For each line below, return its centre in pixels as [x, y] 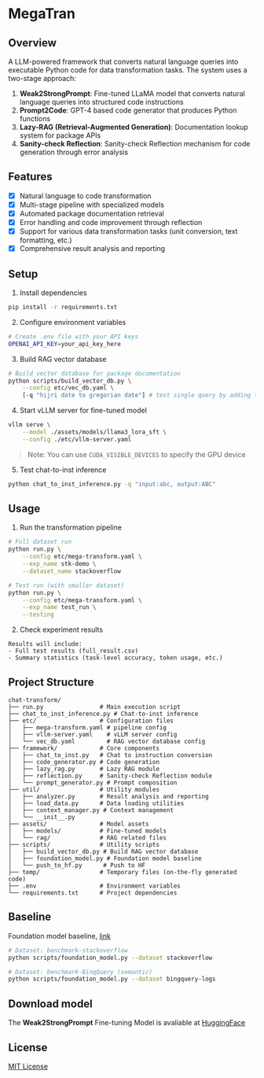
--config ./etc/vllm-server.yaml [77, 439]
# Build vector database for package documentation [94, 373]
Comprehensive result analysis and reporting [92, 249]
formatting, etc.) [46, 240]
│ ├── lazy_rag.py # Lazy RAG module [84, 769]
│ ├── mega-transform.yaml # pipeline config [88, 728]
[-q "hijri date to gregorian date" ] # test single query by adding [137, 395]
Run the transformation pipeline [70, 527]
